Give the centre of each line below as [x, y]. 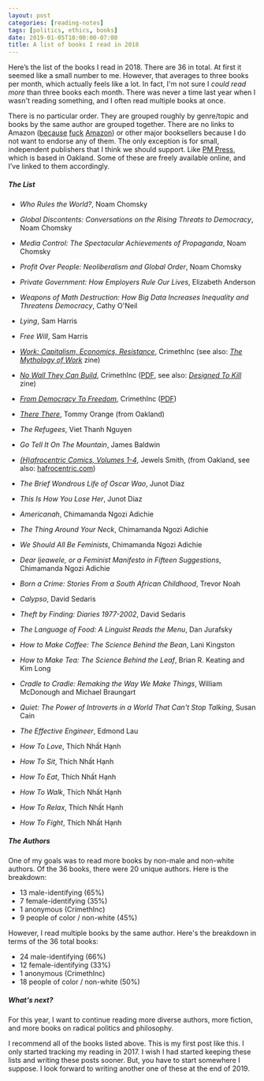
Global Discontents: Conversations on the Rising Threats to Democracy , [136, 220]
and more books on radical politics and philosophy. [91, 1028]
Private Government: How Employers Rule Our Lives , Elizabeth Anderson [138, 282]
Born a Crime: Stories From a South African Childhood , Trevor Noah [130, 583]
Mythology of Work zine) [60, 360]
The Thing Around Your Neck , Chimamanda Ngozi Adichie [114, 530]
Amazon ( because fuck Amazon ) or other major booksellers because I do [127, 133]
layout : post [30, 15]
